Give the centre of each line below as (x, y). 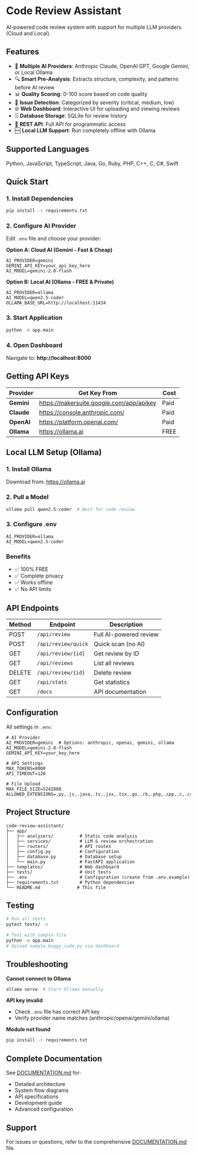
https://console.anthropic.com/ (81, 412)
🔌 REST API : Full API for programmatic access (70, 124)
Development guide (38, 1103)
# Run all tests (26, 919)
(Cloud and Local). (28, 33)
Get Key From (98, 393)
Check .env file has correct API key (57, 1012)
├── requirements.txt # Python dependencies (70, 882)
